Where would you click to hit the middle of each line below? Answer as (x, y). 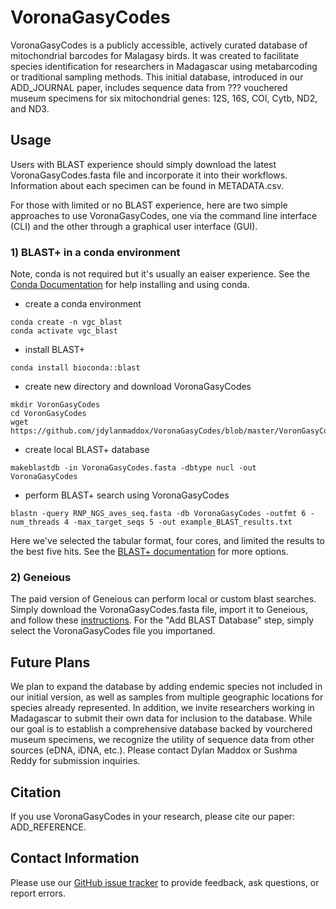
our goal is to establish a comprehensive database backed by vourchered (161, 729)
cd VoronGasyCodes (48, 414)
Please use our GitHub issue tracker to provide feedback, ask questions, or (165, 882)
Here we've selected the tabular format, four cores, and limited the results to (167, 541)
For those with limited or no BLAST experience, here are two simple (149, 205)
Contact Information (75, 858)
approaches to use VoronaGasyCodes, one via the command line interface (164, 215)
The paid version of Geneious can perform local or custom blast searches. (163, 599)
